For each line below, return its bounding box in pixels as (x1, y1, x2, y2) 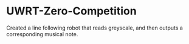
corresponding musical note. (6, 30, 78, 37)
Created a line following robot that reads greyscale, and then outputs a (6, 24, 184, 31)
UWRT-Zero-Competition (6, 4, 137, 18)
